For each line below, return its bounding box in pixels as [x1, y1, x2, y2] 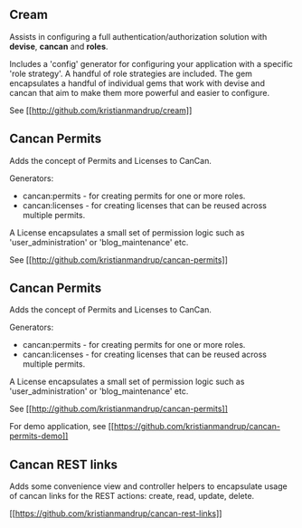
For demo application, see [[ [9, 421, 115, 432]
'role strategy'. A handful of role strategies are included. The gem [9, 68, 253, 79]
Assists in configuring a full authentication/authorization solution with [9, 31, 268, 42]
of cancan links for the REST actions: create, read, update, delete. [9, 491, 255, 502]
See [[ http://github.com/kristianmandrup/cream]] [9, 104, 193, 116]
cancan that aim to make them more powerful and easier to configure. [9, 87, 269, 98]
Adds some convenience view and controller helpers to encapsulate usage [9, 481, 288, 492]
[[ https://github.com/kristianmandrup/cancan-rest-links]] [9, 508, 222, 519]
